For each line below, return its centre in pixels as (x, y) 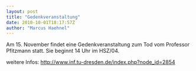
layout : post (22, 11)
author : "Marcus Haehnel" (38, 28)
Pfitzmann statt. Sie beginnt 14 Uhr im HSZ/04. (63, 51)
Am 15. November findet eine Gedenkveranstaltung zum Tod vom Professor (98, 45)
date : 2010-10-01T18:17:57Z (41, 22)
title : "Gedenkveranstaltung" (43, 17)
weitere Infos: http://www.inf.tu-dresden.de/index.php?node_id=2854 (91, 62)
